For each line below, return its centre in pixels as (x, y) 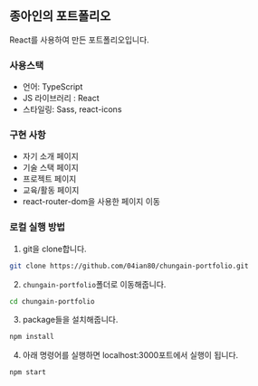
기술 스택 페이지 (50, 168)
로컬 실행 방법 (38, 227)
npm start (28, 372)
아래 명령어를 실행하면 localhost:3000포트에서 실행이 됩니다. (130, 355)
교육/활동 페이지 (51, 190)
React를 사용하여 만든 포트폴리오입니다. (79, 40)
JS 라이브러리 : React (61, 99)
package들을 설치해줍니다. (70, 320)
